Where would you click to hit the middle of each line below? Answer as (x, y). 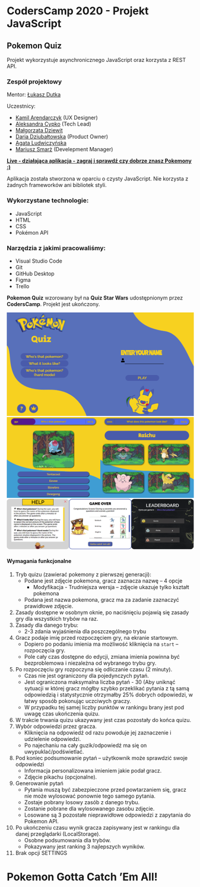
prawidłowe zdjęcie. (49, 606)
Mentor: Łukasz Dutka (34, 95)
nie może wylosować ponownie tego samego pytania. (90, 796)
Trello (22, 286)
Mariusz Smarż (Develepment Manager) (64, 150)
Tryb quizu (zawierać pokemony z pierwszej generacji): (83, 574)
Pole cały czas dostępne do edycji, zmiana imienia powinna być (102, 656)
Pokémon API (32, 232)
